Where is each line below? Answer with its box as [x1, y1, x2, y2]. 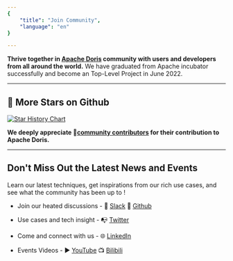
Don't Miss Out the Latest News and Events [7, 162, 198, 174]
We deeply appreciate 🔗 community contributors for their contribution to [7, 128, 220, 136]
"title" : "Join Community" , [19, 17, 101, 24]
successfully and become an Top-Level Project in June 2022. [7, 70, 183, 78]
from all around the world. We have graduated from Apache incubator [7, 62, 209, 70]
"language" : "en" [19, 23, 70, 30]
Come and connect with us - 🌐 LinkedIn [17, 231, 132, 240]
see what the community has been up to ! [7, 188, 126, 196]
